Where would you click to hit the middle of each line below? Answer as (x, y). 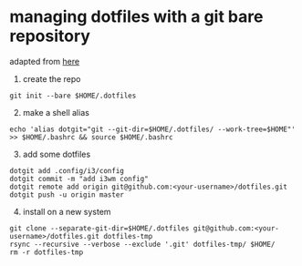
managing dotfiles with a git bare (136, 17)
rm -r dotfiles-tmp (47, 252)
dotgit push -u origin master (67, 194)
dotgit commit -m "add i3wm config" (79, 179)
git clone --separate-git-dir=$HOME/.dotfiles (99, 228)
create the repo (52, 78)
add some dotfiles (57, 154)
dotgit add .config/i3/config (67, 170)
